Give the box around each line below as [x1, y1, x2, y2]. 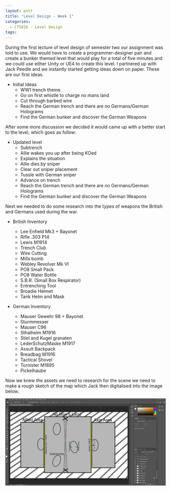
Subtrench [20, 144, 42, 151]
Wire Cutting [20, 250, 47, 256]
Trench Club [20, 245, 46, 251]
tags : [5, 30, 17, 35]
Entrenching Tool [20, 283, 56, 289]
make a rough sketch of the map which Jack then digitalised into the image [5, 383, 163, 389]
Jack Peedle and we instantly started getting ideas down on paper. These [5, 66, 160, 72]
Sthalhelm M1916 [20, 330, 56, 336]
